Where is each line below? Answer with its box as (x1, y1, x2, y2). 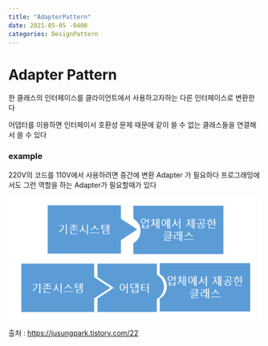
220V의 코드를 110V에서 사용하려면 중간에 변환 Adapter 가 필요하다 (8, 169, 219, 180)
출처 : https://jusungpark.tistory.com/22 (8, 328, 139, 337)
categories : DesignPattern (8, 30, 99, 38)
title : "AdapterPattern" (8, 13, 91, 21)
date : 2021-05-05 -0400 (8, 21, 88, 30)
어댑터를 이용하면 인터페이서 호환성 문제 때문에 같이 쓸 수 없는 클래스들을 (8, 120, 235, 130)
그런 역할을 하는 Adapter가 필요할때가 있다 (22, 180, 157, 189)
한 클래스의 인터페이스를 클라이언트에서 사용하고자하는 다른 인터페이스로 (8, 93, 234, 103)
